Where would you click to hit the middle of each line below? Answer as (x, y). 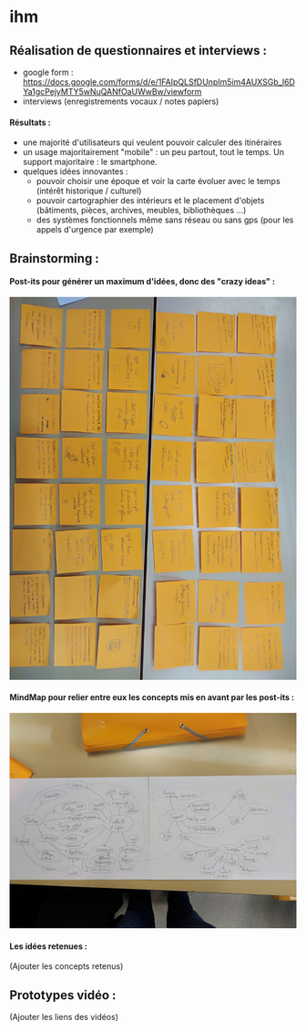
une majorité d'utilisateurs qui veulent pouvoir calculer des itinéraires (152, 142)
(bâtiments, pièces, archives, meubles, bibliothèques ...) (141, 211)
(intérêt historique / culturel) (89, 191)
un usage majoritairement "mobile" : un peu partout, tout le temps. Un (153, 152)
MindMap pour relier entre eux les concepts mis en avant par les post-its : (152, 697)
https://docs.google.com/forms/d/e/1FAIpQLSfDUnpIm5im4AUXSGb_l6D (159, 82)
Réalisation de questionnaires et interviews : (138, 51)
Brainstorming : (55, 258)
